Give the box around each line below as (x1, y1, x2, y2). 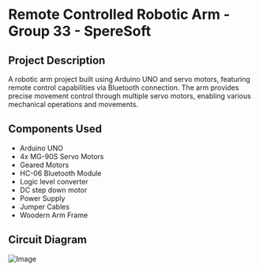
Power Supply (19, 193, 66, 202)
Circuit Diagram (8, 233, 87, 247)
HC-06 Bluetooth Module (19, 168, 102, 178)
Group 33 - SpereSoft (8, 22, 152, 40)
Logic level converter (19, 176, 88, 186)
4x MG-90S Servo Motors (19, 151, 104, 161)
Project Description (8, 54, 106, 67)
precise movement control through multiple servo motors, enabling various (8, 91, 251, 100)
